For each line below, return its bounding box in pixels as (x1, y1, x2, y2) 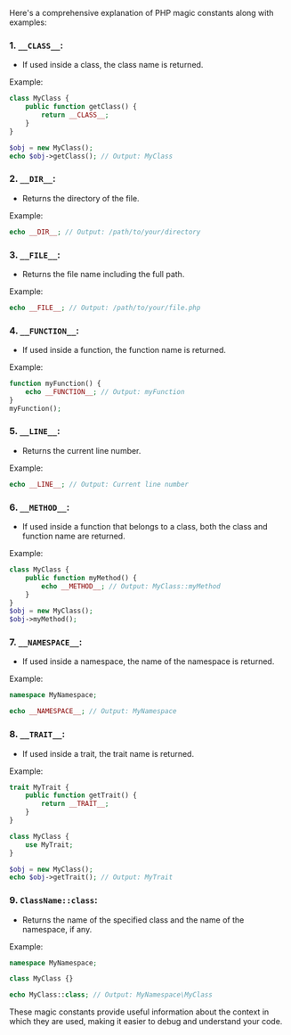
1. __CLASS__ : (9, 39, 64, 52)
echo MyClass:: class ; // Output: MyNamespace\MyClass (9, 990, 214, 999)
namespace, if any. (21, 924, 93, 934)
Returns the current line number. (21, 445, 141, 456)
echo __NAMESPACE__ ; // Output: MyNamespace (9, 707, 177, 716)
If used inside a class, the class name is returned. (21, 60, 204, 70)
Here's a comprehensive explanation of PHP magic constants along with (9, 8, 274, 18)
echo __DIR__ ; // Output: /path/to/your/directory (9, 227, 201, 236)
